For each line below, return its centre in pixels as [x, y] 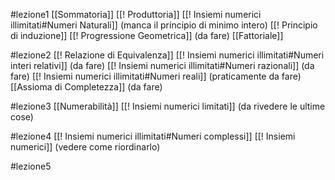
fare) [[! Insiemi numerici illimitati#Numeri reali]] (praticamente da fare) [156, 76]
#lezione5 [31, 166]
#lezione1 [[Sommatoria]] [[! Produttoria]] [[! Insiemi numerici [136, 14]
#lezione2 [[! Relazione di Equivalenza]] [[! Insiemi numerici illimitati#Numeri [167, 55]
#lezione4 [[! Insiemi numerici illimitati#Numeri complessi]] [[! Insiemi [153, 136]
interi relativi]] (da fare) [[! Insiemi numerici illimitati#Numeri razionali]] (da [162, 65]
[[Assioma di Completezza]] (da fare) [86, 87]
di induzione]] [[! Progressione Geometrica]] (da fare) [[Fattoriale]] [147, 35]
